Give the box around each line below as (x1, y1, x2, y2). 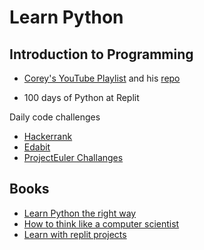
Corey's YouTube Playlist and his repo (23, 72, 181, 84)
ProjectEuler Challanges (23, 152, 124, 163)
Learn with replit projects (23, 228, 127, 240)
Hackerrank (23, 131, 73, 142)
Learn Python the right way (23, 207, 137, 219)
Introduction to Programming (9, 46, 194, 63)
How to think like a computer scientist (23, 217, 180, 230)
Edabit (23, 141, 51, 153)
